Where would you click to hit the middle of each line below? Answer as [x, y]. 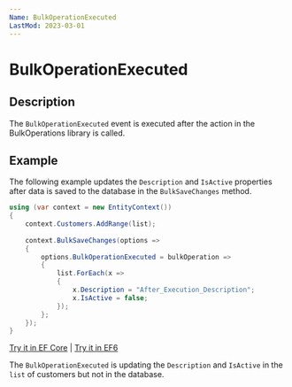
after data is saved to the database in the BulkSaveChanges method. [131, 191]
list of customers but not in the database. [87, 375]
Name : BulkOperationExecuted [63, 17]
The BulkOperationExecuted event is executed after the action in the [132, 123]
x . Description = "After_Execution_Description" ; [163, 290]
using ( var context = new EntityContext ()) [91, 208]
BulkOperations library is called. [67, 133]
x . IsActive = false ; [110, 298]
